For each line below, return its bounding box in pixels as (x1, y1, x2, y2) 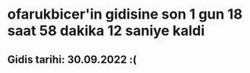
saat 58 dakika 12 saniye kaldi (7, 22, 205, 40)
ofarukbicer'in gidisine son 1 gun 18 (7, 5, 243, 23)
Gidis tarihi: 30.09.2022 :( (7, 53, 137, 66)
